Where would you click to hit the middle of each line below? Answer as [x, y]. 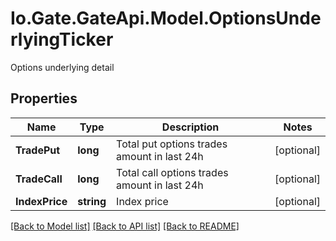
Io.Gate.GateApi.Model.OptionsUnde [166, 18]
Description [190, 127]
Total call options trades [172, 172]
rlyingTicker [62, 39]
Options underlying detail [62, 67]
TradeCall [39, 179]
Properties [44, 98]
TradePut [38, 150]
